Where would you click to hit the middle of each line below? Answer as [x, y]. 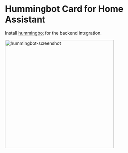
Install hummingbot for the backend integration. [54, 33]
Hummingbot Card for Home [64, 9]
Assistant [25, 19]
